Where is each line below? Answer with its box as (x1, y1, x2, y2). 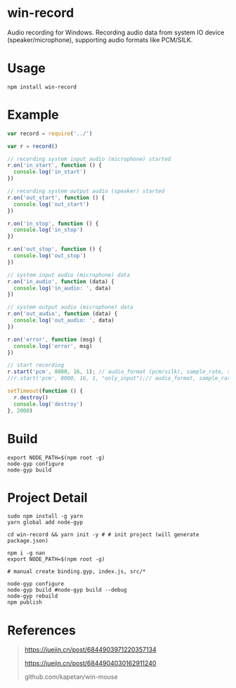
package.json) (7, 538, 49, 545)
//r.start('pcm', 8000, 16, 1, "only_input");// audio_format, (7, 375, 197, 382)
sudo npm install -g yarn (7, 513, 83, 520)
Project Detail (7, 490, 88, 505)
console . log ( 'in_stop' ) (13, 226, 83, 233)
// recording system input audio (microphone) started (7, 155, 171, 162)
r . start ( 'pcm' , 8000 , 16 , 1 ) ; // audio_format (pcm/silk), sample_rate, (7, 368, 225, 375)
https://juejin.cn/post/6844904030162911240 (24, 659, 157, 668)
